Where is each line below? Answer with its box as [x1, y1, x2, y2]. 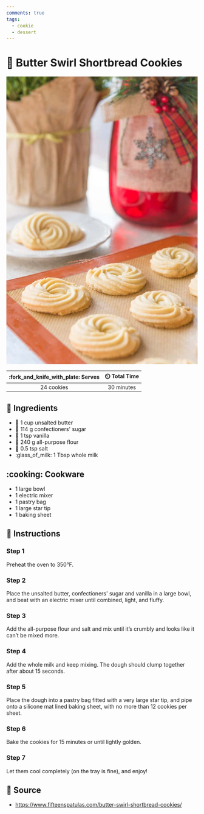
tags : [6, 16, 20, 23]
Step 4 [6, 647, 26, 656]
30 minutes [107, 384, 137, 391]
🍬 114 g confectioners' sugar [15, 426, 87, 433]
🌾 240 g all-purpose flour [15, 438, 79, 446]
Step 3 [6, 611, 26, 620]
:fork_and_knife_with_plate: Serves [8, 373, 100, 381]
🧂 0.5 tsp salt [15, 445, 49, 452]
